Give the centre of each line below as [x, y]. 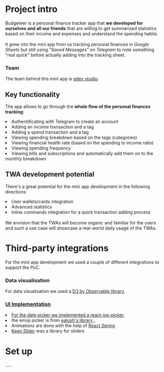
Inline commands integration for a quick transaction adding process [81, 212]
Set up [19, 351]
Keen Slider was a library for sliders [48, 331]
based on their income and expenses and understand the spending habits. [82, 33]
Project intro [31, 9]
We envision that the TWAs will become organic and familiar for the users [81, 222]
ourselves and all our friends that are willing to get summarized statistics [81, 28]
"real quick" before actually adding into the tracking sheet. [65, 55]
